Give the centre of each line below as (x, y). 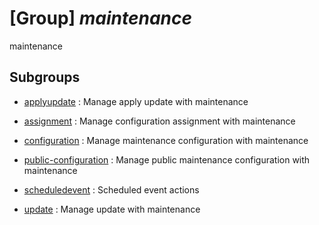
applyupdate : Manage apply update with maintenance (136, 101)
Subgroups (45, 77)
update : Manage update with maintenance (112, 209)
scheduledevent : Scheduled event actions (111, 189)
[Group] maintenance (101, 18)
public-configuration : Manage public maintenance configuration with (167, 159)
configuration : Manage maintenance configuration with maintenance (166, 140)
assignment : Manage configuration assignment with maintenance (159, 121)
